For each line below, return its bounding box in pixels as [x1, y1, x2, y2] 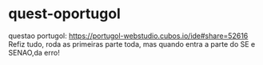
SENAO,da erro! [8, 48, 60, 57]
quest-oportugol [8, 5, 122, 23]
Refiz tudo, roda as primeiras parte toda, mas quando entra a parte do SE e [8, 39, 256, 48]
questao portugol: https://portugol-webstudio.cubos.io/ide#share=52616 [8, 31, 249, 40]
